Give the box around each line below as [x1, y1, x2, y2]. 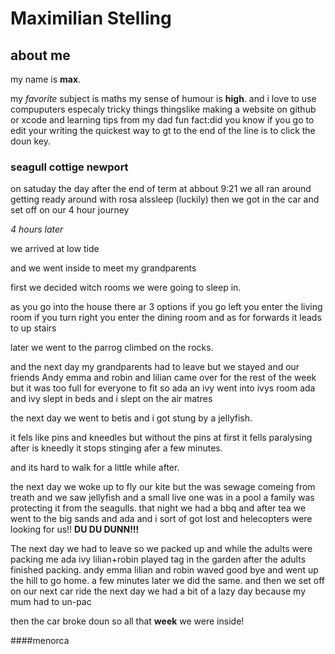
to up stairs [10, 322, 57, 334]
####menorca [10, 635, 70, 647]
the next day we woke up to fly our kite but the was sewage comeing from [10, 481, 316, 493]
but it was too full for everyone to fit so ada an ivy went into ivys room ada [10, 382, 316, 394]
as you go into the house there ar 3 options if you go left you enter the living [10, 301, 323, 313]
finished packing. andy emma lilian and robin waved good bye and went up [10, 564, 319, 576]
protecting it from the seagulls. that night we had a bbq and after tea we [10, 502, 307, 514]
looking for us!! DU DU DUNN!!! [10, 523, 140, 536]
